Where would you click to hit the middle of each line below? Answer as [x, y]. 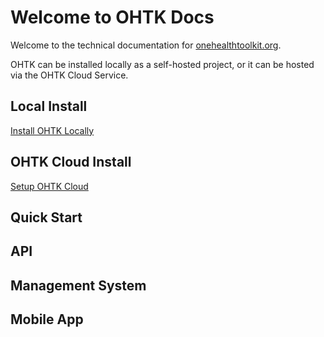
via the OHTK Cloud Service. [69, 75]
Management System [78, 285]
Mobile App [47, 319]
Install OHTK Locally [52, 130]
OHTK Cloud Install [71, 162]
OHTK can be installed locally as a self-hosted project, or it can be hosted [162, 64]
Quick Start [46, 217]
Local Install [49, 106]
